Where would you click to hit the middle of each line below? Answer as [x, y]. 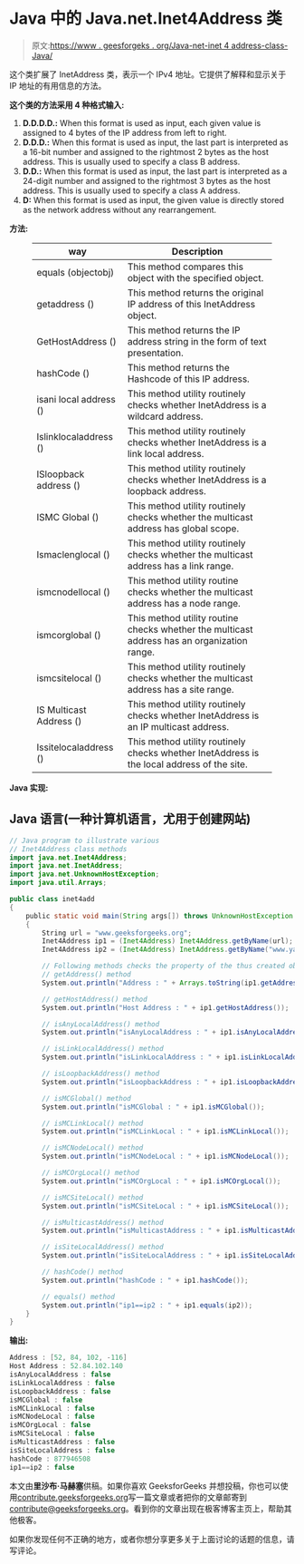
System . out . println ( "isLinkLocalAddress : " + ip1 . [142, 1057]
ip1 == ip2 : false [42, 1467]
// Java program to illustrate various [85, 840]
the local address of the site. [187, 764]
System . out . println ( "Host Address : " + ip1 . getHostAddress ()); [166, 1007]
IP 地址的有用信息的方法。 [58, 85]
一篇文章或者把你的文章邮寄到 [191, 1497]
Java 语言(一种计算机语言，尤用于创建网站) [130, 819]
